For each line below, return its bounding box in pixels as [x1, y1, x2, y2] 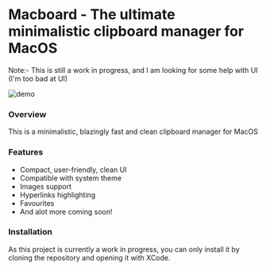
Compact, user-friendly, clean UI [19, 165, 127, 174]
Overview [8, 108, 47, 120]
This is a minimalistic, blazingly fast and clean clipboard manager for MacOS [8, 127, 258, 136]
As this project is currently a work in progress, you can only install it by [8, 244, 240, 254]
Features [8, 146, 44, 158]
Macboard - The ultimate [8, 6, 176, 24]
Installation [8, 226, 53, 238]
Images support [19, 181, 72, 191]
